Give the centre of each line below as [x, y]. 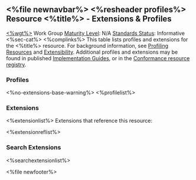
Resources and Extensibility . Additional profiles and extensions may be [92, 52]
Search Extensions [34, 148]
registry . [16, 64]
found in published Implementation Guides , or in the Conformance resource [98, 58]
